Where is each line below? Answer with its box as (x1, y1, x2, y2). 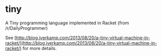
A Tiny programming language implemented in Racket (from (5, 20, 129, 26)
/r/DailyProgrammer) (5, 25, 48, 31)
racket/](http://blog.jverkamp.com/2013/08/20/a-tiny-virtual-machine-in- (5, 40, 157, 46)
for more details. (22, 45, 57, 51)
